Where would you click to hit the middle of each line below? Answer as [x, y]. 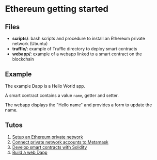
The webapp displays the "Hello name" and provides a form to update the [78, 105]
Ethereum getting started [57, 9]
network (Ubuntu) [30, 44]
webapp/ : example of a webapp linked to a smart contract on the [77, 54]
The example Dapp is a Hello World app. [45, 86]
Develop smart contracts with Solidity [49, 147]
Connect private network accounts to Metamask [60, 142]
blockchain [23, 59]
